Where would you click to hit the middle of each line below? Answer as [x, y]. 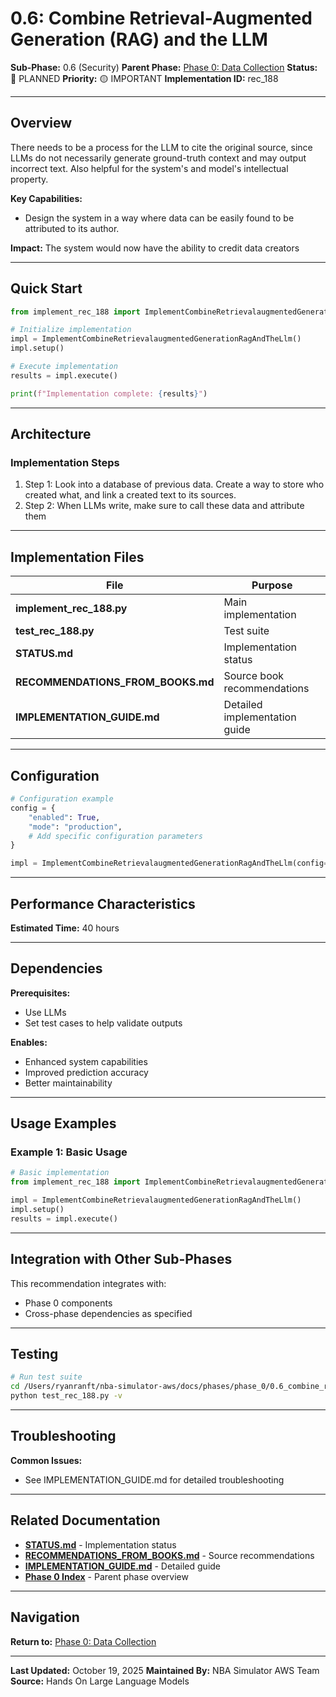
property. [29, 179]
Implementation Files [77, 557]
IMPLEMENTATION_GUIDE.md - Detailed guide [123, 1566]
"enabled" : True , [64, 817]
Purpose [272, 585]
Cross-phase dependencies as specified [108, 1313]
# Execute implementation [64, 367]
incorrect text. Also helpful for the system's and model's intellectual [149, 168]
